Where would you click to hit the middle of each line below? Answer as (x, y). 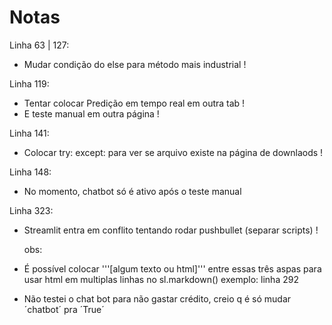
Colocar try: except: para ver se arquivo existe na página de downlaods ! (173, 152)
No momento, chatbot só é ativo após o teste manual (132, 191)
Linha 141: (29, 133)
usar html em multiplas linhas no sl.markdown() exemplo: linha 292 (161, 279)
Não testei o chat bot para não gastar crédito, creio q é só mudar (157, 298)
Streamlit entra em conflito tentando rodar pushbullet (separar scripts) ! (171, 230)
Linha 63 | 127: (39, 45)
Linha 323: (31, 210)
